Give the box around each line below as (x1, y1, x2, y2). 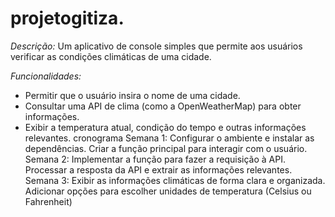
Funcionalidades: (10, 70, 82, 82)
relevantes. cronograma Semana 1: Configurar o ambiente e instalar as (24, 132, 315, 144)
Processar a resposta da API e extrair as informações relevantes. (24, 163, 293, 176)
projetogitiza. (10, 7, 125, 30)
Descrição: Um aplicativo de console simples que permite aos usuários (10, 40, 303, 52)
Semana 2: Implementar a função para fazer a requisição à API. (24, 153, 286, 165)
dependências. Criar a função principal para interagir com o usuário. (24, 142, 308, 154)
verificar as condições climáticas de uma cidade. (10, 50, 212, 62)
